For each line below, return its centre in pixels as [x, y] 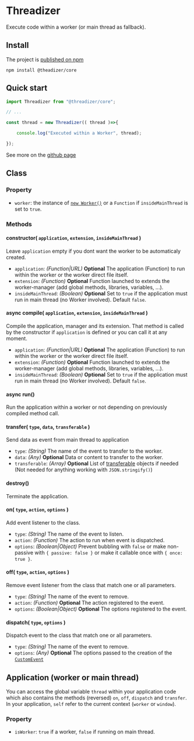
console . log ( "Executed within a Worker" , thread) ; [79, 133]
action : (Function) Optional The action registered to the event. [89, 602]
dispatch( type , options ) [36, 622]
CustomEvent [29, 660]
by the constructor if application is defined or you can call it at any [87, 332]
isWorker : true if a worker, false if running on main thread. [85, 732]
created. [16, 257]
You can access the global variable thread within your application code [91, 691]
